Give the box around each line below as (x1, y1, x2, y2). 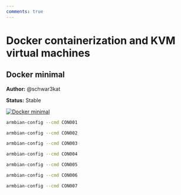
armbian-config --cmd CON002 (6, 130, 78, 136)
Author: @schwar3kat (6, 85, 61, 92)
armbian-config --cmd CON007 (6, 183, 78, 189)
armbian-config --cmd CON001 (6, 119, 78, 125)
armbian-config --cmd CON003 (6, 140, 78, 147)
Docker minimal (6, 70, 65, 80)
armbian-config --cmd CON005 (6, 162, 78, 168)
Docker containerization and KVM (6, 33, 176, 47)
